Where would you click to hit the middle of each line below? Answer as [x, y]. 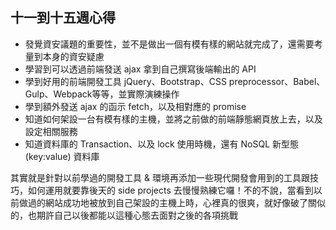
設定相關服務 [51, 131]
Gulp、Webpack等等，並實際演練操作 [102, 94]
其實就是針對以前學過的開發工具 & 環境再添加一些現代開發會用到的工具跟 [160, 177]
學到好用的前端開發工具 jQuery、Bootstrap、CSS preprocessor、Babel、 [175, 81]
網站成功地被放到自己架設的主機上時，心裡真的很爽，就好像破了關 [180, 202]
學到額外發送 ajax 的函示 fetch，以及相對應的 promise [135, 106]
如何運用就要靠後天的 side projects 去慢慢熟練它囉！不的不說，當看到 [170, 190]
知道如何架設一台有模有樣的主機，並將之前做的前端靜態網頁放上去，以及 [173, 119]
